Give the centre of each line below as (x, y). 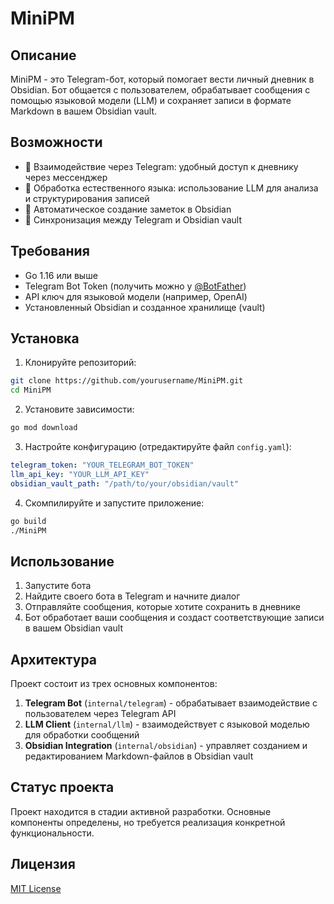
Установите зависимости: (79, 409)
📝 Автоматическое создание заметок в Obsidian (128, 209)
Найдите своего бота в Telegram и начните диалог (132, 596)
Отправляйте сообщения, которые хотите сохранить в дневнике (162, 607)
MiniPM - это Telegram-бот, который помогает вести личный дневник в (162, 79)
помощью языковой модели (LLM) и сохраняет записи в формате (151, 100)
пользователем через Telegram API (100, 714)
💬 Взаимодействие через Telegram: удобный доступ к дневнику (161, 166)
